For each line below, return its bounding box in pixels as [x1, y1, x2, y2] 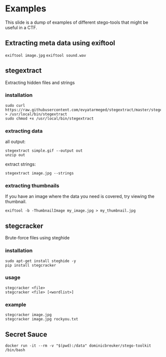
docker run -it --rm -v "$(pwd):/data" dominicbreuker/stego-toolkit [5, 343, 152, 348]
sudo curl [5, 103, 26, 108]
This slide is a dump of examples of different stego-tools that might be [5, 19, 149, 25]
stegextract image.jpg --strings [5, 171, 74, 176]
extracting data [5, 127, 43, 134]
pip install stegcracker [5, 263, 56, 268]
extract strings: [5, 161, 36, 167]
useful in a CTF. [5, 24, 38, 30]
